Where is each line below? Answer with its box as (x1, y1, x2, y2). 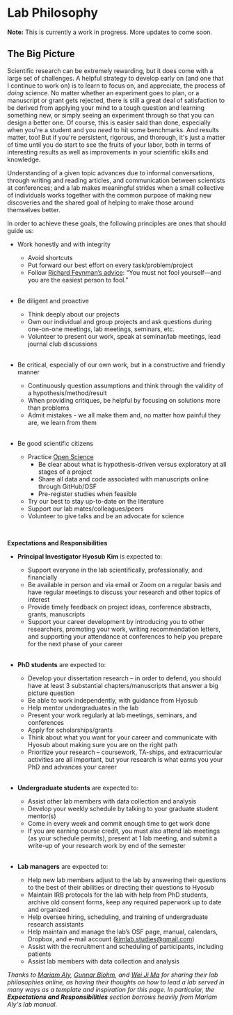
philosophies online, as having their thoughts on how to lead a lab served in (7, 977, 225, 986)
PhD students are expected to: (17, 660, 106, 669)
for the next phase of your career (27, 639, 123, 648)
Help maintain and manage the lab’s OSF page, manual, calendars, (27, 927, 218, 936)
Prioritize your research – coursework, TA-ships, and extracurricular (27, 748, 223, 756)
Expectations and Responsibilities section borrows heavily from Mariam (7, 993, 218, 1001)
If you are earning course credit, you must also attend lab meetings (27, 826, 220, 835)
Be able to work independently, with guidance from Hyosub (27, 696, 198, 704)
